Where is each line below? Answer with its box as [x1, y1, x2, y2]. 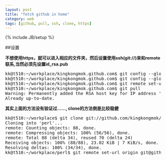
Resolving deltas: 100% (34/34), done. [5, 145, 102, 151]
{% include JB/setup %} [5, 34, 54, 40]
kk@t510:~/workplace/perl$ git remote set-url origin [5, 150, 138, 156]
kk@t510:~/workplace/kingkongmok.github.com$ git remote [5, 81, 146, 87]
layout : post [5, 7, 32, 12]
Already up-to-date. [5, 96, 55, 101]
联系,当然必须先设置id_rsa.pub [5, 61, 68, 67]
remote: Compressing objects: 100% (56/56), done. [5, 130, 130, 136]
